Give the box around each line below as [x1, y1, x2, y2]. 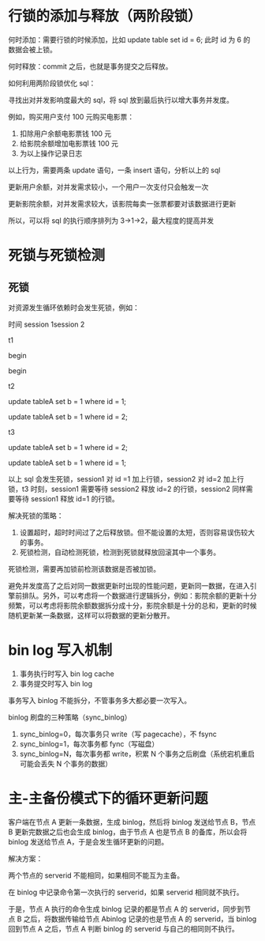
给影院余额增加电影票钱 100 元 [19, 138, 119, 148]
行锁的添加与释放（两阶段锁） [8, 7, 203, 25]
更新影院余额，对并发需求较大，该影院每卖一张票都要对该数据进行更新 [8, 198, 237, 208]
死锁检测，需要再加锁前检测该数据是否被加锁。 [8, 564, 160, 573]
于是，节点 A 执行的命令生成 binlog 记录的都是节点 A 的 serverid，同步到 [8, 904, 244, 913]
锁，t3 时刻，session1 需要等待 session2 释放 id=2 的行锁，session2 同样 [8, 484, 246, 493]
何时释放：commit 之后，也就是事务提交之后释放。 [8, 61, 173, 71]
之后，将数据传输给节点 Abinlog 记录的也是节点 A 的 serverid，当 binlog [23, 914, 257, 924]
